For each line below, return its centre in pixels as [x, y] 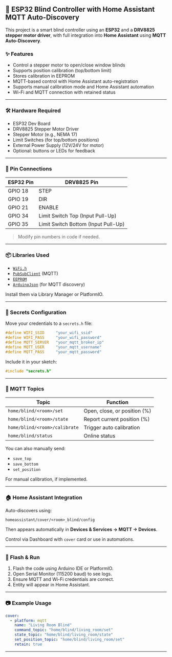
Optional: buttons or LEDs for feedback [54, 151]
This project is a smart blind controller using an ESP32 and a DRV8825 [80, 30]
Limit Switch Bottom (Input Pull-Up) [82, 224]
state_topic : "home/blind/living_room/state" [64, 635]
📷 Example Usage [28, 603]
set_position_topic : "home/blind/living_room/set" [70, 640]
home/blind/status [30, 436]
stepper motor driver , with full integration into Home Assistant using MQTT [86, 35]
